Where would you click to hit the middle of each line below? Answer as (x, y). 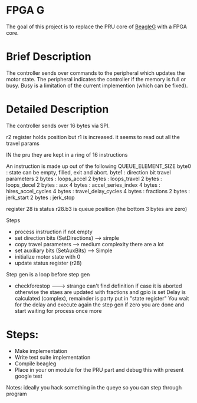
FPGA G (25, 10)
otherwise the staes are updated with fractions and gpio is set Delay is (100, 292)
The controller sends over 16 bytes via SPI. (58, 125)
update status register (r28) (48, 263)
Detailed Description (58, 109)
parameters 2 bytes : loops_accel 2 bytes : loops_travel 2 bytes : (84, 179)
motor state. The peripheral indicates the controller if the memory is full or (96, 79)
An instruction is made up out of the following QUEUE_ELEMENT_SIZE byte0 (99, 166)
